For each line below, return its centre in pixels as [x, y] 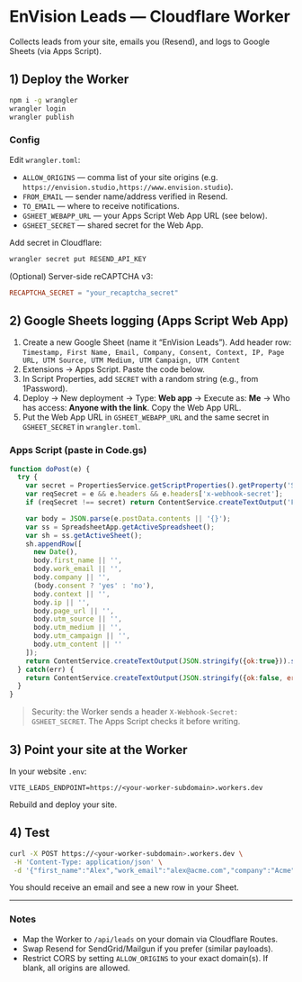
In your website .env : [48, 771]
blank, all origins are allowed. [76, 968]
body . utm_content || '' [78, 645]
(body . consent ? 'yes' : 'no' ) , [93, 586]
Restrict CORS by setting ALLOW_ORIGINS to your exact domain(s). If [145, 958]
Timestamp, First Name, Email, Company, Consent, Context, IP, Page [153, 353]
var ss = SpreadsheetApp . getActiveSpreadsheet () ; [120, 527]
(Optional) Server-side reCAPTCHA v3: [81, 276]
